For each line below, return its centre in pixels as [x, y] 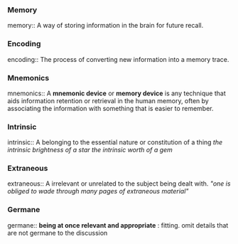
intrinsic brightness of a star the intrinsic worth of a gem [90, 150]
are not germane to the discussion [58, 233]
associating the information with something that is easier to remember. [111, 108]
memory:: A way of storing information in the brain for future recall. [106, 26]
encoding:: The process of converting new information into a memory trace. [118, 59]
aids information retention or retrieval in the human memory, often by [108, 100]
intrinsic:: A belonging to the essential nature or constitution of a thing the [115, 142]
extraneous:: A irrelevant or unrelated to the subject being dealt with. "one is [119, 184]
